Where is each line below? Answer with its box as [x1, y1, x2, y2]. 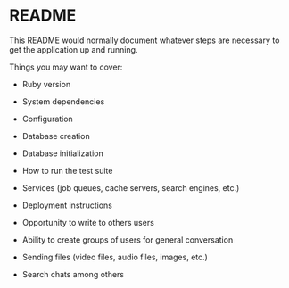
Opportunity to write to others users [21, 217, 154, 227]
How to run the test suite [21, 165, 113, 176]
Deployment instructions [21, 200, 113, 210]
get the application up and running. [9, 44, 138, 54]
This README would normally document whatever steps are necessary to [9, 35, 280, 45]
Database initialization [21, 148, 104, 159]
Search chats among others [21, 268, 125, 279]
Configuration [21, 113, 73, 124]
